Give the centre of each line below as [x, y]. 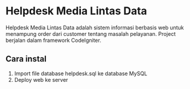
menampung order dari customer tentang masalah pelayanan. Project [91, 33]
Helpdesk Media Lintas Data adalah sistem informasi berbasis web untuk [95, 27]
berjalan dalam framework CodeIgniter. [54, 40]
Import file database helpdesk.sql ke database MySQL [81, 73]
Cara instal [26, 59]
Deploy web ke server [41, 79]
